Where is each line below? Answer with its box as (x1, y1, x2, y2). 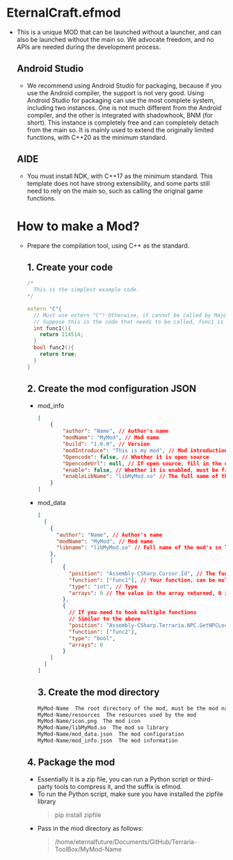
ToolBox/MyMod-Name (54, 845, 122, 853)
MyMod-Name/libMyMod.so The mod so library (37, 724, 169, 731)
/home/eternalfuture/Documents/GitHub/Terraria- (54, 837, 198, 846)
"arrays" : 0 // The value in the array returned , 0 (68, 589, 222, 596)
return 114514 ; (40, 331, 84, 338)
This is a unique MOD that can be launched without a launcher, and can (16, 28, 222, 36)
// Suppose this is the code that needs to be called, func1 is (33, 318, 224, 325)
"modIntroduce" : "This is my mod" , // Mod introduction (62, 447, 228, 454)
